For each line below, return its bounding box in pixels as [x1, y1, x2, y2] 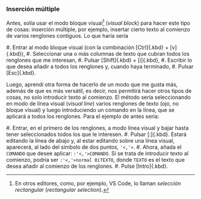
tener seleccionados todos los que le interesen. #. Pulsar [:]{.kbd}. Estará [6, 131, 187, 138]
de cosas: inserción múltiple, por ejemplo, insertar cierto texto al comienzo [6, 26, 190, 33]
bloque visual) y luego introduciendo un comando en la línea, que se [6, 106, 175, 113]
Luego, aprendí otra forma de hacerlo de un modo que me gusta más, [6, 80, 178, 88]
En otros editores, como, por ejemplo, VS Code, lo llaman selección [14, 179, 181, 187]
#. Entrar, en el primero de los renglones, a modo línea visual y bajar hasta [6, 124, 189, 131]
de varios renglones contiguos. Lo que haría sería [6, 32, 129, 39]
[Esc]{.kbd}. [6, 69, 36, 76]
